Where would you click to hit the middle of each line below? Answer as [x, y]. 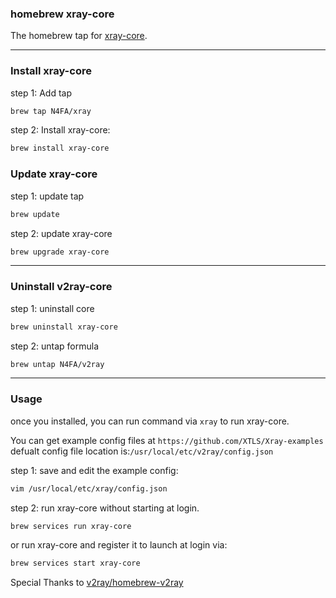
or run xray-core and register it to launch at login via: [119, 545]
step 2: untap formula [55, 346]
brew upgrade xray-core [60, 252]
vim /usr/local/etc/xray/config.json [89, 488]
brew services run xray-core [71, 526]
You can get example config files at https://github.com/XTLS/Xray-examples [167, 440]
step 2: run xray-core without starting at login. [105, 508]
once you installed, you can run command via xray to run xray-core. [150, 421]
